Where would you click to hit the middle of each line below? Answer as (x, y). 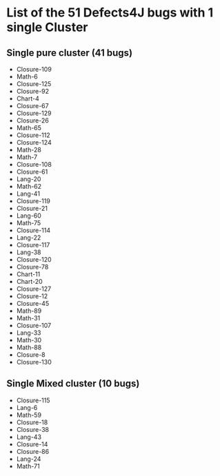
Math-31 (28, 318)
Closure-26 (32, 121)
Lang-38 (29, 252)
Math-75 (29, 223)
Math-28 (29, 150)
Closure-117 (33, 245)
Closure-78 (32, 267)
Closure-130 (34, 362)
